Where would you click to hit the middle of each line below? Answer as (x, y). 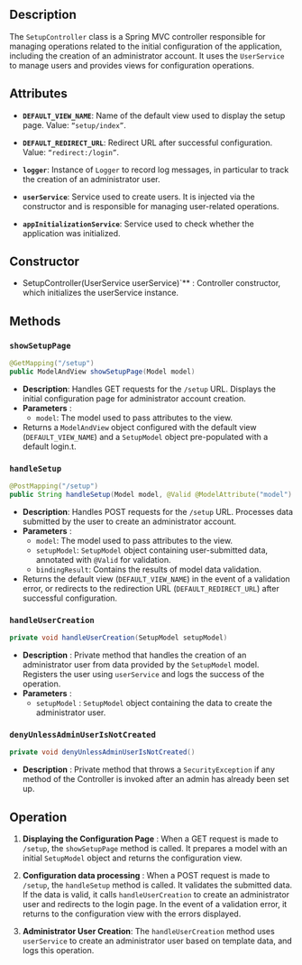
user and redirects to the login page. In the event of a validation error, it (155, 905)
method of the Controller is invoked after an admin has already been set (156, 779)
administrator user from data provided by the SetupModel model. (141, 665)
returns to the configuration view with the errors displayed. (132, 914)
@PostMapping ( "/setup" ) (54, 486)
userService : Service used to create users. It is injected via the (138, 197)
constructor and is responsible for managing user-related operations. (151, 206)
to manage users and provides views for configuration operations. (132, 65)
